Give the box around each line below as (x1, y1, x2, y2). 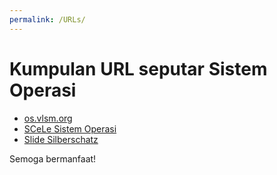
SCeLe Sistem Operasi (23, 122, 117, 135)
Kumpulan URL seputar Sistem (9, 57, 268, 80)
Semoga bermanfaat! (9, 152, 97, 165)
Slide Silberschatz (23, 133, 99, 145)
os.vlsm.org (23, 112, 73, 124)
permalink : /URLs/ (9, 14, 86, 25)
